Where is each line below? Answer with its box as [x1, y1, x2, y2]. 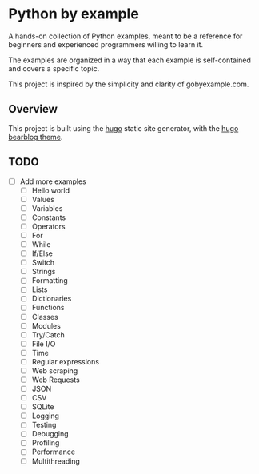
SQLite [31, 402, 54, 412]
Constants [31, 213, 66, 222]
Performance [31, 447, 76, 456]
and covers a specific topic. [8, 63, 100, 73]
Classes [31, 312, 58, 321]
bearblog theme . [8, 132, 63, 141]
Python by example [8, 5, 140, 23]
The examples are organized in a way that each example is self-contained [8, 55, 252, 65]
